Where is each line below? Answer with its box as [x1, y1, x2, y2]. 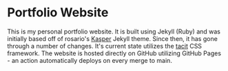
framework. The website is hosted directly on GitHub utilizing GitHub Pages [7, 49, 222, 57]
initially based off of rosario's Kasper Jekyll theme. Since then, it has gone [7, 34, 218, 42]
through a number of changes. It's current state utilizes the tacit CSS [7, 42, 202, 50]
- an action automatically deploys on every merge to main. [7, 56, 172, 64]
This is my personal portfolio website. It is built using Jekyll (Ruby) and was [7, 27, 220, 35]
